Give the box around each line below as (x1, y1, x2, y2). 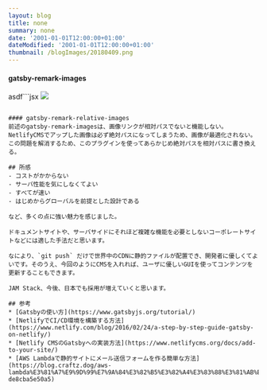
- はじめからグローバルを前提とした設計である (8, 197, 140, 205)
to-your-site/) (8, 346, 59, 354)
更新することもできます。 (8, 269, 79, 277)
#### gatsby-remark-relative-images (8, 115, 130, 123)
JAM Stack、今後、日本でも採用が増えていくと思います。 (8, 284, 170, 293)
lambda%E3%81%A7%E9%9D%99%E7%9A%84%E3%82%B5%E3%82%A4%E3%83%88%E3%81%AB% (8, 369, 258, 376)
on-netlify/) (8, 331, 52, 339)
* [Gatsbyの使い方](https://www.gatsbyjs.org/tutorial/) (8, 308, 196, 317)
